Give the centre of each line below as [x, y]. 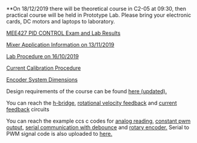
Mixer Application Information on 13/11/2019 [60, 45]
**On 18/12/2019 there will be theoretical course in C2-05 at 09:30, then [96, 9]
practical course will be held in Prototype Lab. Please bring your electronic [99, 15]
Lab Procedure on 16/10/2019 [43, 56]
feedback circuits [28, 109]
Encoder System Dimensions [42, 80]
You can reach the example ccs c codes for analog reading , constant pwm [98, 121]
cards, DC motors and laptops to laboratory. [61, 21]
